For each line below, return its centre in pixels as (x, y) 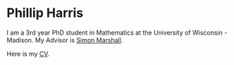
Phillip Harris (45, 13)
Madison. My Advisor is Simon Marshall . (65, 40)
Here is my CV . (28, 54)
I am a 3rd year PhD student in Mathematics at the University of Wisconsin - (117, 32)
